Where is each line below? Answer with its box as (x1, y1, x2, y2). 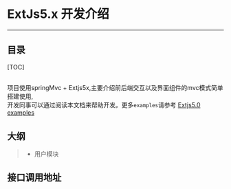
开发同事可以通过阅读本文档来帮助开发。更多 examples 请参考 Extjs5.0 (7, 101, 201, 109)
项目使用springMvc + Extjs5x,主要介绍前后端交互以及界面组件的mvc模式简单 (7, 84, 223, 92)
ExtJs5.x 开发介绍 (7, 6, 109, 22)
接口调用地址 (7, 172, 62, 184)
